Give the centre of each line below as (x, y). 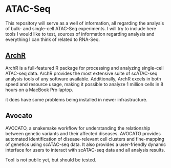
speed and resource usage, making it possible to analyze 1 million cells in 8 (84, 84)
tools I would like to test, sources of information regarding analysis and (80, 34)
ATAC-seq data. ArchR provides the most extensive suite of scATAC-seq (81, 73)
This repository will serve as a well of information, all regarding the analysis (85, 23)
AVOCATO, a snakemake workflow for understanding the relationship (78, 128)
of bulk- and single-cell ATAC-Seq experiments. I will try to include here (81, 28)
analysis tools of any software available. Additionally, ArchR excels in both (83, 79)
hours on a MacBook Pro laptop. (39, 90)
